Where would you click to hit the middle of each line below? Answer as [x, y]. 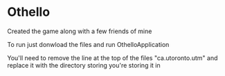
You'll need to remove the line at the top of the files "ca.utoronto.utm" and [112, 58]
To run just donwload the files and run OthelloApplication [88, 44]
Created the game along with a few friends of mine [80, 31]
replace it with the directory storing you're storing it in [84, 65]
